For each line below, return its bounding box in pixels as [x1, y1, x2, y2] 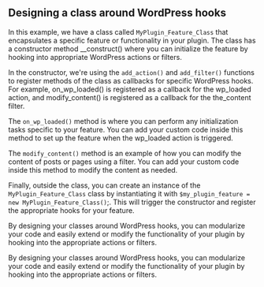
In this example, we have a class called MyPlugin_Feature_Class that [8, 27, 229, 36]
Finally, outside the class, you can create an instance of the [8, 181, 201, 190]
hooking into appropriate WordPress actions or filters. [8, 52, 183, 61]
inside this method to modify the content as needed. [8, 165, 178, 174]
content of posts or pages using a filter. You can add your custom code [8, 157, 240, 166]
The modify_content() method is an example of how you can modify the [8, 148, 242, 158]
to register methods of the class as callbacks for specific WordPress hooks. [8, 76, 254, 85]
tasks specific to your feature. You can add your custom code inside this [8, 125, 244, 134]
